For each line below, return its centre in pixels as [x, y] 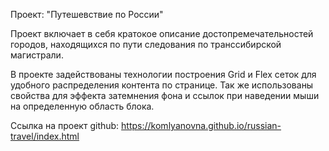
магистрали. [37, 55]
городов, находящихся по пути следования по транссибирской [146, 44]
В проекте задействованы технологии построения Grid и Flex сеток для [163, 74]
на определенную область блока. [82, 106]
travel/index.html [45, 136]
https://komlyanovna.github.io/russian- [201, 125]
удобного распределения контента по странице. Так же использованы [162, 85]
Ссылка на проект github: [65, 125]
